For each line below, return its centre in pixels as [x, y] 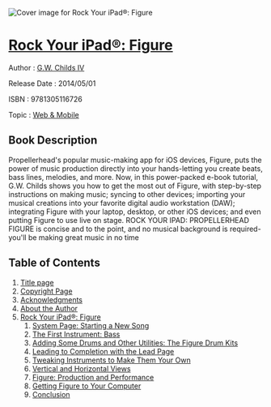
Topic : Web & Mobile [44, 114]
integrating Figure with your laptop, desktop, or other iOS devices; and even [135, 212]
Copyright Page [46, 291]
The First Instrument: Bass [76, 334]
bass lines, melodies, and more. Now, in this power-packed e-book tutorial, [133, 177]
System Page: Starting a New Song [91, 325]
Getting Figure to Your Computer [87, 386]
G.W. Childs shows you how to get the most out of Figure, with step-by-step [135, 186]
